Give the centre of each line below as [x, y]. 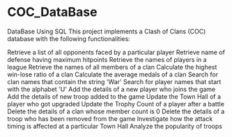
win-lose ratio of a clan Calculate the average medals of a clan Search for [113, 74]
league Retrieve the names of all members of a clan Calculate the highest [112, 67]
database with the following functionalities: [69, 38]
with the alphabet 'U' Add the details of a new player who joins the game [111, 89]
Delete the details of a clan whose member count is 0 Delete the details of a [116, 111]
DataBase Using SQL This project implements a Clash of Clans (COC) [107, 31]
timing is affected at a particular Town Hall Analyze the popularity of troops [115, 126]
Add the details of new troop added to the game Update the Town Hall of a [114, 96]
